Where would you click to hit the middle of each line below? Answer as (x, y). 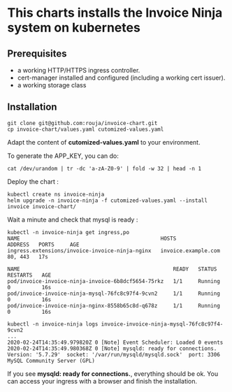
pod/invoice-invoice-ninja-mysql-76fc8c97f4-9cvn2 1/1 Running (114, 293)
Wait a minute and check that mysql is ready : (73, 219)
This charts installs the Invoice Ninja (115, 13)
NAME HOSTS (92, 238)
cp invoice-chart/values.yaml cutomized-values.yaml (86, 129)
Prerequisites (37, 53)
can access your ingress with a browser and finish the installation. (102, 381)
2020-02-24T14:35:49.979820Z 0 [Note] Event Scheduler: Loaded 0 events (115, 342)
